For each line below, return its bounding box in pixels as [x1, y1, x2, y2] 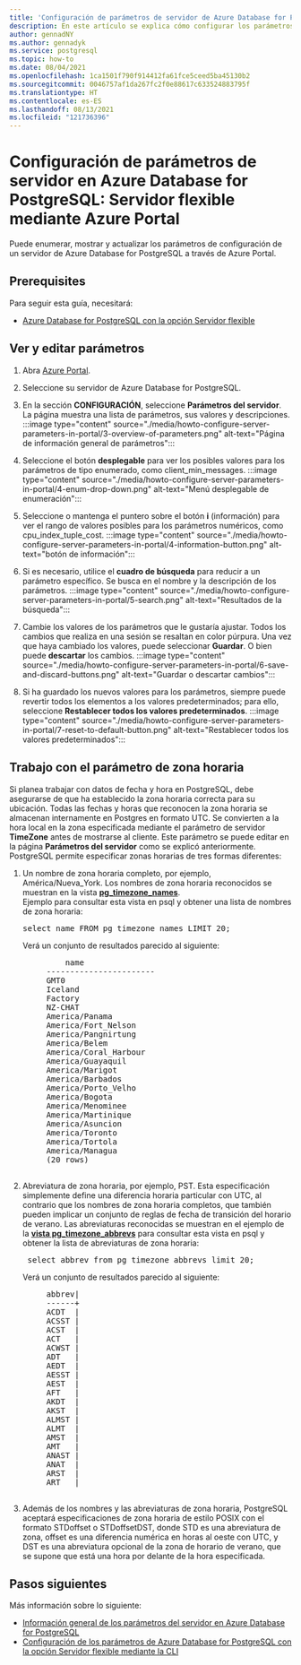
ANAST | [46, 1450, 80, 1461]
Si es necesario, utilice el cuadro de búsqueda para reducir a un [21, 565, 261, 576]
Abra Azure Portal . [21, 365, 91, 375]
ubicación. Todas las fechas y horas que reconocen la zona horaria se [9, 803, 268, 814]
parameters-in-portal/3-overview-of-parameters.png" [21, 427, 222, 439]
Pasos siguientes [9, 1576, 107, 1592]
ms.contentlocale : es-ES [9, 96, 102, 106]
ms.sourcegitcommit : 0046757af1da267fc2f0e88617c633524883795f [9, 80, 251, 89]
